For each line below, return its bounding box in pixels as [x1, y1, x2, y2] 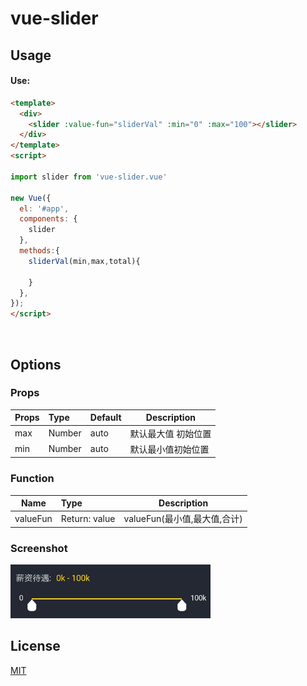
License [10, 638, 61, 655]
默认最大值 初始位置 [129, 427, 212, 439]
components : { [19, 214, 78, 224]
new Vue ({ [10, 193, 52, 203]
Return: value [60, 512, 116, 524]
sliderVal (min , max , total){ [28, 256, 141, 266]
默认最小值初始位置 [129, 443, 210, 455]
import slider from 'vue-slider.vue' [10, 172, 168, 182]
